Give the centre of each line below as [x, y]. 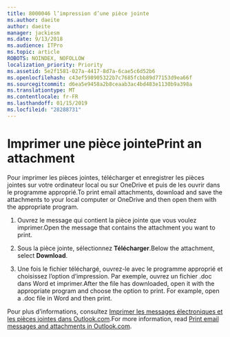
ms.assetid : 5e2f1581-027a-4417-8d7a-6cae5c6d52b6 [81, 71]
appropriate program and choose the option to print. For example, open [118, 291]
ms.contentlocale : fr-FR [43, 97]
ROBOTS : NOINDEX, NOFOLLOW [46, 59]
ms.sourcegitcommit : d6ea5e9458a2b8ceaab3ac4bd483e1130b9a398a [100, 84]
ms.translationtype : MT [41, 90]
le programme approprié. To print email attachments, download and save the [115, 192]
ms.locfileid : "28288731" [44, 110]
